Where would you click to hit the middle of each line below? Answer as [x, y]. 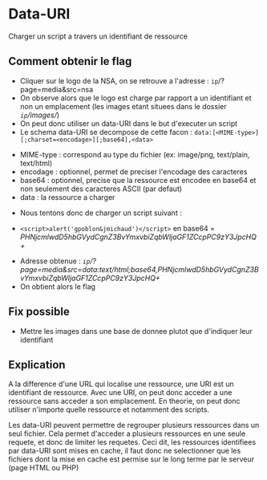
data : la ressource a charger [67, 197]
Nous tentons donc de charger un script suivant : [101, 213]
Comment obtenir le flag [70, 61]
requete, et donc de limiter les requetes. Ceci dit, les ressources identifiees [132, 442]
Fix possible [39, 312]
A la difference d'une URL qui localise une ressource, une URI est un [121, 384]
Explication [37, 365]
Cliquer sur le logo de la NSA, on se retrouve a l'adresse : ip [119, 80]
